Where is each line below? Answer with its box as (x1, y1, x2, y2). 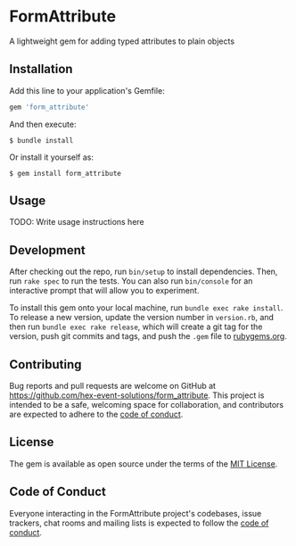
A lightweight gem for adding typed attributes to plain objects (9, 36, 234, 46)
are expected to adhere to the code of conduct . (9, 409, 184, 420)
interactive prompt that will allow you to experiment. (9, 285, 200, 296)
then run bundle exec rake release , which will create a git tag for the (9, 321, 263, 332)
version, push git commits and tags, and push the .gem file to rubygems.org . (9, 331, 288, 342)
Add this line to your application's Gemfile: (9, 85, 165, 95)
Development (9, 243, 86, 258)
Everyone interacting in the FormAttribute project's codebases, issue (9, 508, 262, 518)
